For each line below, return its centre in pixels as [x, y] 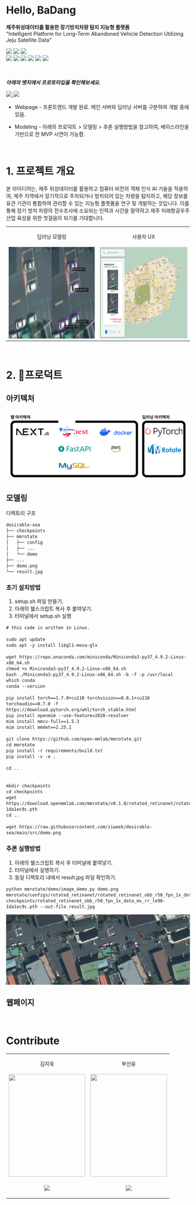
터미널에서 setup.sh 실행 [43, 616]
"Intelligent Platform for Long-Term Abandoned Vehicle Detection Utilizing [95, 33]
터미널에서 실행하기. [37, 870]
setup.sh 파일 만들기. [39, 602]
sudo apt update [26, 640]
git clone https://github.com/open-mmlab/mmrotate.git [74, 739]
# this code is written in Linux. [48, 628]
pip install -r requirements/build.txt [55, 751]
